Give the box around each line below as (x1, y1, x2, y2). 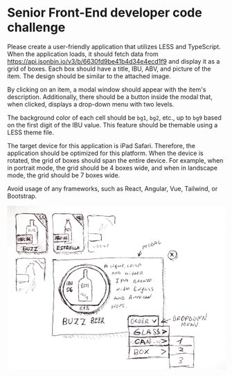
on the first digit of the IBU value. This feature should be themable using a (7, 120, 218, 129)
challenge (7, 19, 66, 35)
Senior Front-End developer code (7, 5, 202, 21)
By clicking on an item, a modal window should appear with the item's (7, 85, 206, 93)
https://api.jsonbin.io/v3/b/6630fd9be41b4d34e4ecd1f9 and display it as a (7, 57, 220, 65)
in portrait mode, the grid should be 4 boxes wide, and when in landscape (7, 163, 218, 172)
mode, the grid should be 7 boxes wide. (7, 171, 121, 179)
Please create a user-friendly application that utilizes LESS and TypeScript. (7, 42, 222, 51)
